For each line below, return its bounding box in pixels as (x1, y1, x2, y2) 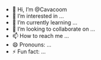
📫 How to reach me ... (12, 32, 69, 39)
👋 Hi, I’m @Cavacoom (12, 6, 67, 13)
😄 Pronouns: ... (12, 41, 52, 48)
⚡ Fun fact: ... (12, 48, 46, 55)
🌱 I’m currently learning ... (12, 19, 78, 26)
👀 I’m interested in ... (12, 12, 64, 20)
